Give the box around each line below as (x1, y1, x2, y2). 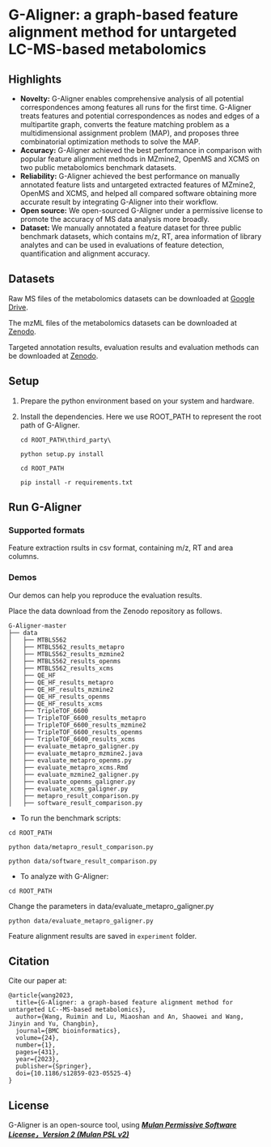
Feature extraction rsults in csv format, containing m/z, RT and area (8, 543, 234, 552)
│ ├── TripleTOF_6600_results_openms (8, 727, 143, 736)
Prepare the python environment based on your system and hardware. (19, 395, 255, 406)
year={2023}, (15, 1055, 60, 1064)
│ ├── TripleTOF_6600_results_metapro (8, 714, 147, 722)
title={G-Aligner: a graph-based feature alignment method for (15, 999, 233, 1007)
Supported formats (8, 524, 85, 535)
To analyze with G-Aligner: (19, 871, 109, 881)
